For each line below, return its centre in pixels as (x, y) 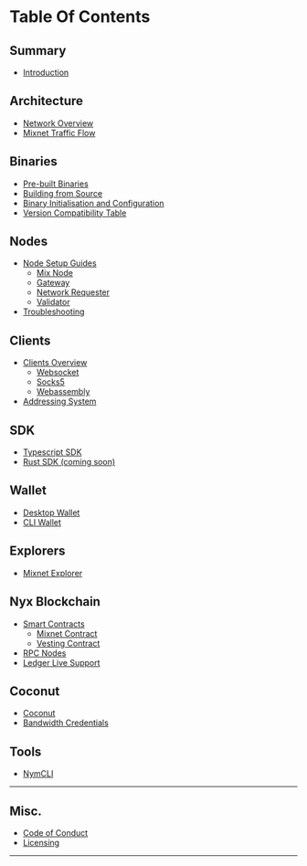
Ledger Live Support (61, 662)
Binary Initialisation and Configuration (93, 203)
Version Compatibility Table (74, 213)
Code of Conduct (55, 832)
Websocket (58, 373)
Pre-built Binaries (55, 184)
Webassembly (63, 392)
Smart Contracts (53, 624)
